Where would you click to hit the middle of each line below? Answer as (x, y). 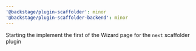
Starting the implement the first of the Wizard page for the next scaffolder (98, 35)
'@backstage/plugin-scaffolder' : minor (56, 12)
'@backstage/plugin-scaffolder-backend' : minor (67, 18)
